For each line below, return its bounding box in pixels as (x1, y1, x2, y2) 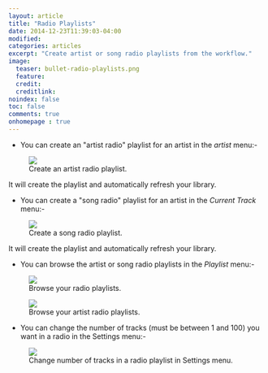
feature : (15, 72, 45, 80)
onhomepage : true (8, 118, 71, 126)
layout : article (8, 11, 63, 20)
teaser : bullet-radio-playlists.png (15, 65, 140, 73)
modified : (8, 34, 42, 43)
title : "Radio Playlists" (8, 20, 96, 28)
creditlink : (15, 87, 57, 96)
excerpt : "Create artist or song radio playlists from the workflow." (8, 50, 253, 58)
